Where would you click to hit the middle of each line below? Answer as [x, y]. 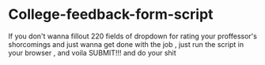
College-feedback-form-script [111, 14]
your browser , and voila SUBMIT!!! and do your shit [92, 52]
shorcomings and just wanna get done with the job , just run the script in [126, 44]
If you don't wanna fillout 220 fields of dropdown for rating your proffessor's [132, 36]
